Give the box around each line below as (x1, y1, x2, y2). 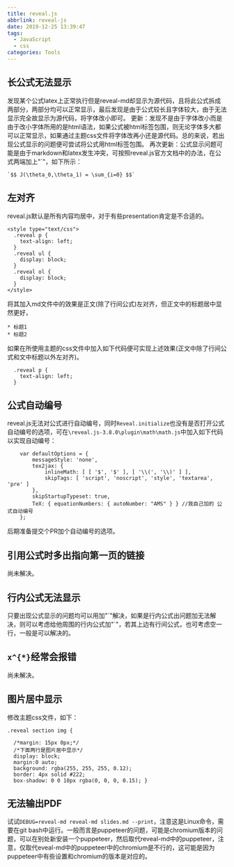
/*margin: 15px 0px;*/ (13, 739, 79, 746)
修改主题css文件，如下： (7, 713, 79, 721)
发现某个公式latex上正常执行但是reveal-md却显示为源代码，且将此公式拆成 (7, 96, 221, 104)
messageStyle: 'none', (32, 457, 98, 464)
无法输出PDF (7, 797, 63, 809)
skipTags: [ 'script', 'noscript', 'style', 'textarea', (44, 475, 214, 482)
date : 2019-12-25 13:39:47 (7, 23, 86, 30)
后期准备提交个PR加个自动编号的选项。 (7, 527, 119, 536)
